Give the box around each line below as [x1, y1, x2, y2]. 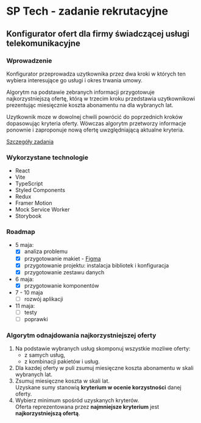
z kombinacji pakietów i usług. [24, 358, 100, 365]
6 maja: [15, 275, 34, 283]
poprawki [24, 315, 48, 322]
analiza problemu [24, 248, 68, 255]
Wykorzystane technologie [6, 153, 89, 162]
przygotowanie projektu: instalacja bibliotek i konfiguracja [24, 261, 169, 269]
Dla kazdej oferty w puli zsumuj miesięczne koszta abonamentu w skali [15, 364, 194, 372]
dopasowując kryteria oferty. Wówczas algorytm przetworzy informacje [6, 119, 186, 127]
